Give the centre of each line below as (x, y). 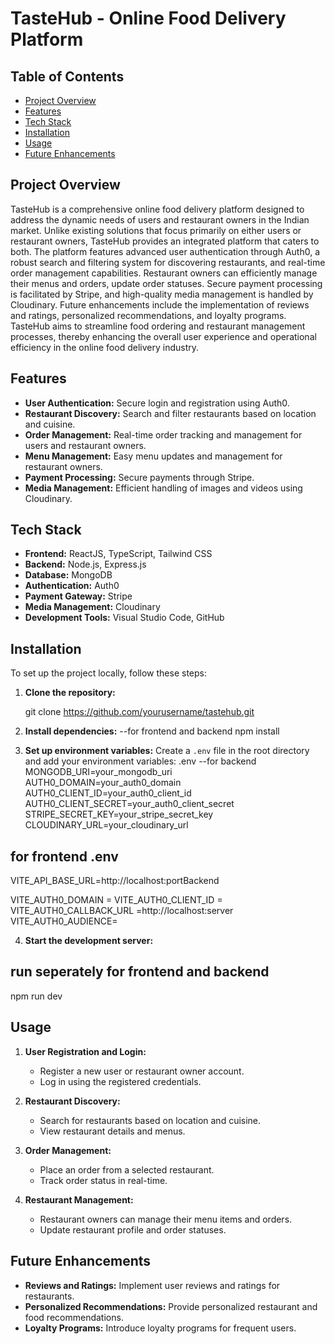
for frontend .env (64, 856)
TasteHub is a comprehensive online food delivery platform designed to (157, 209)
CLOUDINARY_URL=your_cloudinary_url (106, 825)
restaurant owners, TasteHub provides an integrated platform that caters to (165, 241)
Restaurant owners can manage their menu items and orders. (166, 1219)
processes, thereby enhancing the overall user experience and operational (163, 336)
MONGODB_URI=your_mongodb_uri (98, 772)
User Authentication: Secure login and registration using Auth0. (157, 403)
